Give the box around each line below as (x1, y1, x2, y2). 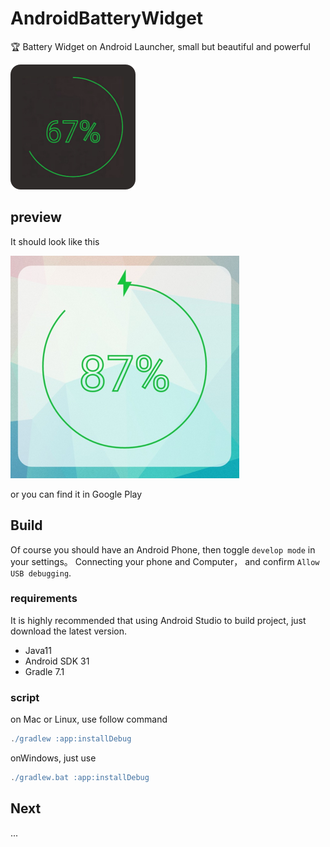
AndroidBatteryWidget (10, 7, 204, 30)
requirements (10, 592, 78, 606)
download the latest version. (10, 625, 127, 637)
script (10, 690, 40, 704)
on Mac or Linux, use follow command (10, 713, 168, 726)
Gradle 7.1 (24, 665, 65, 677)
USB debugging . (10, 567, 72, 579)
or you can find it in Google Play (10, 488, 143, 500)
